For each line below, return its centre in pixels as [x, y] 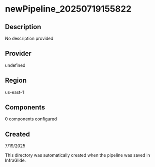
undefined [15, 65]
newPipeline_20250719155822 [68, 9]
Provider [18, 53]
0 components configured [31, 119]
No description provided [29, 38]
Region [16, 81]
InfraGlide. [15, 160]
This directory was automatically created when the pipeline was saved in [77, 155]
